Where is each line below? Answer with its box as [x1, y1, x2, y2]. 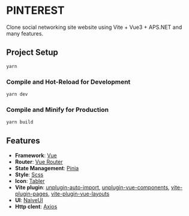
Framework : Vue [14, 152, 57, 159]
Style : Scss [14, 171, 44, 178]
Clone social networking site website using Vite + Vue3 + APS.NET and [6, 23, 182, 31]
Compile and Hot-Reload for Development [6, 78, 131, 86]
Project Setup [6, 48, 59, 58]
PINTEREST [6, 4, 65, 17]
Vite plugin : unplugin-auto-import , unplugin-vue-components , [14, 184, 170, 191]
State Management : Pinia [14, 164, 79, 171]
